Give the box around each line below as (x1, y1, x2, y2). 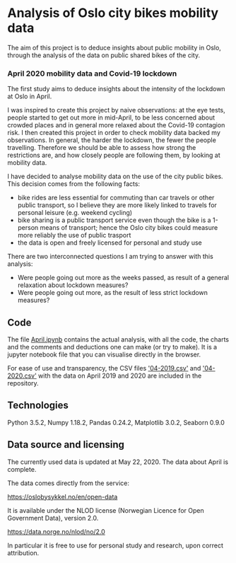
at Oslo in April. (7, 92, 52, 100)
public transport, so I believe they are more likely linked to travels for (17, 201, 218, 209)
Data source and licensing (7, 439, 125, 451)
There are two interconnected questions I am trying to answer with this (7, 253, 213, 261)
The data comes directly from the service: (7, 479, 129, 487)
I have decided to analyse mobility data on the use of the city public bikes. (7, 172, 224, 181)
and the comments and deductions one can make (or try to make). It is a (7, 343, 218, 352)
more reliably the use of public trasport (17, 231, 131, 240)
